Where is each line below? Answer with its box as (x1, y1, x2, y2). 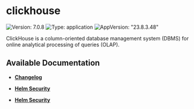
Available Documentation (6, 58, 101, 68)
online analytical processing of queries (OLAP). (6, 41, 120, 48)
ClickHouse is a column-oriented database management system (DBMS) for (6, 35, 189, 42)
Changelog (14, 73, 43, 80)
